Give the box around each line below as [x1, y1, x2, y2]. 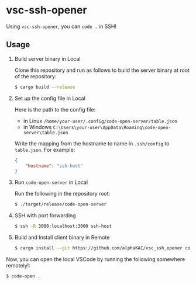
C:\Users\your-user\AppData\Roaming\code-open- [53, 124, 171, 130]
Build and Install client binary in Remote [14, 234, 110, 241]
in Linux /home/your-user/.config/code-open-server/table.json [23, 117, 177, 124]
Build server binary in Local [14, 55, 81, 62]
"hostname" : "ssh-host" [25, 163, 83, 169]
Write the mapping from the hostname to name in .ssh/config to [14, 140, 170, 147]
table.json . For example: [14, 146, 75, 153]
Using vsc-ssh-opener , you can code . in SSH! [6, 23, 117, 30]
